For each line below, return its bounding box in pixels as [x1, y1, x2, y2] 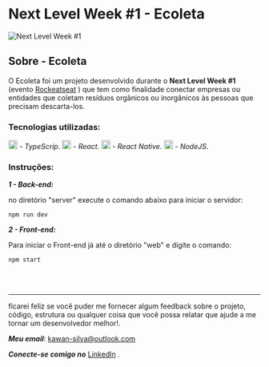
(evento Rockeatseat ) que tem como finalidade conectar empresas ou [8, 84, 241, 94]
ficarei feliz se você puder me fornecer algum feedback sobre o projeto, [8, 301, 247, 311]
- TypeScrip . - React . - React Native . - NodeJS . [18, 142, 209, 151]
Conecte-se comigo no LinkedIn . [8, 349, 120, 359]
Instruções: [8, 161, 54, 172]
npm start [8, 256, 42, 264]
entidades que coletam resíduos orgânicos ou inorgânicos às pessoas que [8, 93, 254, 103]
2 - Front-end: [8, 225, 56, 235]
